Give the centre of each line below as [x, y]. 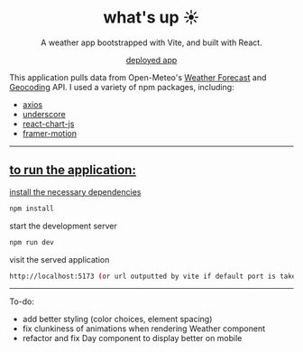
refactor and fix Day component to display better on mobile [132, 338]
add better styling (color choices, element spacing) [117, 320]
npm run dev [32, 242]
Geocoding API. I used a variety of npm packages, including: [122, 87]
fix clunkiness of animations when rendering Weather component [144, 329]
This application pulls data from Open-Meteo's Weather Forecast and [138, 77]
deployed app [151, 60]
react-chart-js [48, 124]
